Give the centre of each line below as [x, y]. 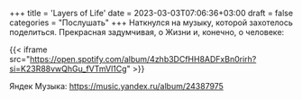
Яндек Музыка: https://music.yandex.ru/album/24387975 [116, 86]
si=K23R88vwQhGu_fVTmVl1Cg [69, 68]
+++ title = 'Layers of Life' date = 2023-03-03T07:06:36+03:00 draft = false [151, 13]
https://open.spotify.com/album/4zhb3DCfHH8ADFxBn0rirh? [143, 59]
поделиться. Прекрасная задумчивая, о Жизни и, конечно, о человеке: [147, 32]
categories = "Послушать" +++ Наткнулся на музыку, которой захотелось [151, 23]
